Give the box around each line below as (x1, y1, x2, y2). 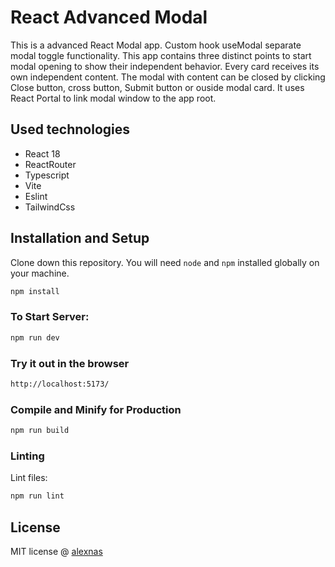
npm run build (10, 426, 70, 436)
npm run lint (10, 491, 65, 501)
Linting (10, 449, 45, 463)
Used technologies (10, 121, 131, 138)
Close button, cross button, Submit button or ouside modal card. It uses (10, 81, 305, 93)
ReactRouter (24, 158, 77, 170)
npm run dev (10, 332, 60, 343)
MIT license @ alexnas (10, 545, 103, 557)
